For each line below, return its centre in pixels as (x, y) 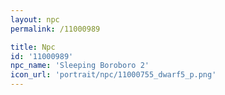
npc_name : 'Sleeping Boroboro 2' (80, 66)
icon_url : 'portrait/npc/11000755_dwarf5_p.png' (113, 75)
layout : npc (35, 19)
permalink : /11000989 (55, 29)
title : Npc (33, 47)
